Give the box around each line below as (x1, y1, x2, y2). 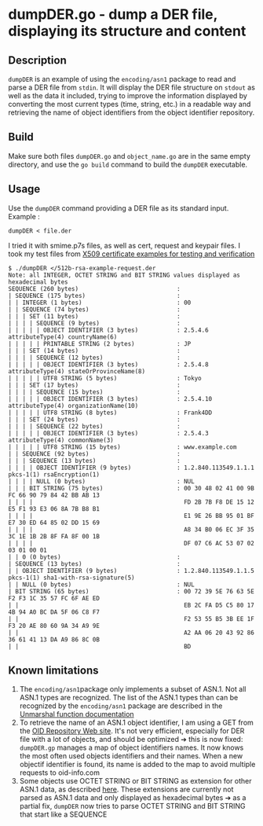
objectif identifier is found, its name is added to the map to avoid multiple (19, 760, 256, 769)
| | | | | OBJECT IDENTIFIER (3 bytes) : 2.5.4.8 (8, 360, 210, 369)
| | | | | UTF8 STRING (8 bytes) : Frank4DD (8, 409, 213, 417)
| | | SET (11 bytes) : (8, 312, 181, 320)
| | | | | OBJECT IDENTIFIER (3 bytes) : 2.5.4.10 (8, 395, 213, 402)
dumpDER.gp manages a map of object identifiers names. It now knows (19, 743, 244, 752)
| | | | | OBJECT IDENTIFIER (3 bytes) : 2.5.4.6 (8, 326, 210, 334)
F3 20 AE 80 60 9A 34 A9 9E (8, 622, 100, 630)
